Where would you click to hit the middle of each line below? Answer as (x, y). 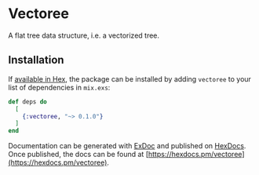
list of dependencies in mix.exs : (59, 87)
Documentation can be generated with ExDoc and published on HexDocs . (127, 146)
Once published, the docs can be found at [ (78, 155)
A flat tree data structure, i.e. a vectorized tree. (84, 35)
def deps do (27, 102)
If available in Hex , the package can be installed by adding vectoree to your (129, 78)
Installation (36, 60)
